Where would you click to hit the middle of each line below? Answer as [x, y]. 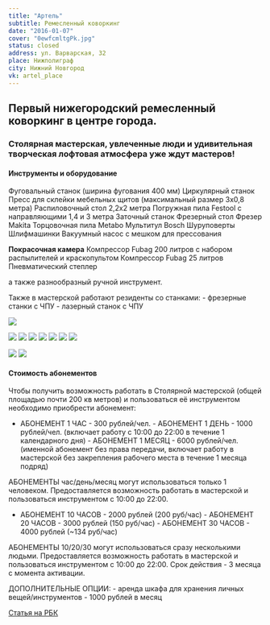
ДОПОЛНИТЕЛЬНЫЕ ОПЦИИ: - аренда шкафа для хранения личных [126, 589]
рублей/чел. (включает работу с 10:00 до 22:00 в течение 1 [123, 433]
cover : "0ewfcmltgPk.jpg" [52, 38]
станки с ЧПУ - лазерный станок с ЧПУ [76, 306]
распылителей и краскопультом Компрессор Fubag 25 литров [116, 258]
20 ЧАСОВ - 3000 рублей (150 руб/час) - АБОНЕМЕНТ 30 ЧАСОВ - [135, 524]
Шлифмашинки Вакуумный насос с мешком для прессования [115, 234]
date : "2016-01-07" [41, 31]
